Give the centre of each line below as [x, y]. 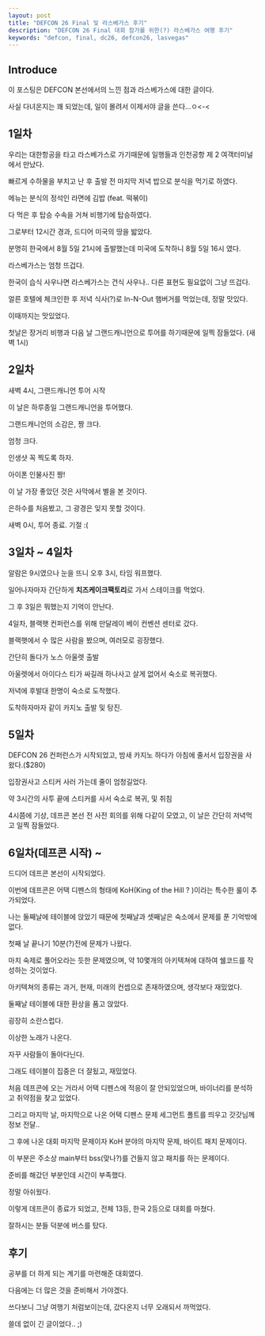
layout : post [30, 15]
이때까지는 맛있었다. [39, 315]
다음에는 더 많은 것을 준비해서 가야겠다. [68, 1290]
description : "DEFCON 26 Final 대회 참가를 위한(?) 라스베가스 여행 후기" [121, 30]
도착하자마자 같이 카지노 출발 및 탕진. [65, 707]
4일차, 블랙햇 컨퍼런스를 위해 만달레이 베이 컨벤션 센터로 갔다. [103, 623]
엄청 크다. [23, 441]
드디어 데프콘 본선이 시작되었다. [57, 873]
